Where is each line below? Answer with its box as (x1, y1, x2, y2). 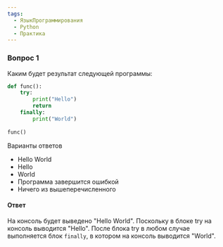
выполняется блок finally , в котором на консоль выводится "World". (7, 232, 216, 240)
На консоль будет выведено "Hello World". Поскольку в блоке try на (7, 216, 212, 225)
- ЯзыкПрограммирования (13, 17, 83, 24)
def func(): (7, 82, 42, 90)
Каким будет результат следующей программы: (7, 69, 153, 77)
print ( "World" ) (32, 115, 77, 122)
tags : (7, 10, 23, 18)
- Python (13, 23, 39, 30)
